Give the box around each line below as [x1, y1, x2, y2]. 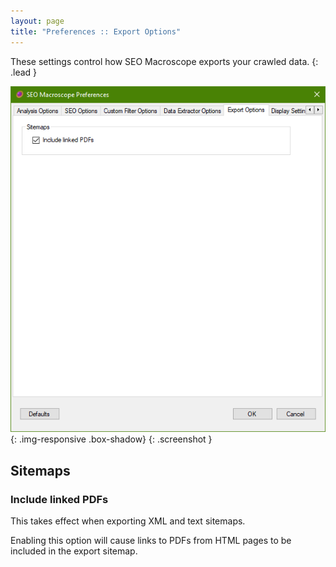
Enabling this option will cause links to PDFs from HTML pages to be [10, 535, 292, 547]
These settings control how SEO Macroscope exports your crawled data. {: [10, 55, 319, 67]
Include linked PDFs [10, 492, 109, 506]
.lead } [10, 66, 38, 78]
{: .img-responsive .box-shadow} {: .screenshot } [10, 433, 213, 445]
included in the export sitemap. [10, 545, 138, 557]
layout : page [10, 16, 65, 26]
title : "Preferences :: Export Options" [10, 26, 182, 37]
